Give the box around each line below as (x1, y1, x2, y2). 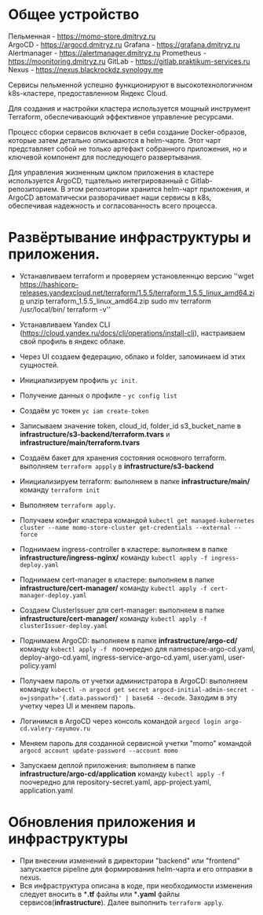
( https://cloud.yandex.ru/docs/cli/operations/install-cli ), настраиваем (19, 328, 246, 337)
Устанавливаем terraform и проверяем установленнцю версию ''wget (19, 271, 254, 281)
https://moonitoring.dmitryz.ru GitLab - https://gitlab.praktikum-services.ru (8, 57, 250, 66)
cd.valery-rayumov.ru (19, 725, 90, 733)
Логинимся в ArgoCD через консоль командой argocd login (19, 716, 221, 726)
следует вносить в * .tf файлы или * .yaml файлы (19, 889, 181, 898)
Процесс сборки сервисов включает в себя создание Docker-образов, (8, 127, 247, 137)
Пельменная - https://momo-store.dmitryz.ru (8, 31, 156, 41)
